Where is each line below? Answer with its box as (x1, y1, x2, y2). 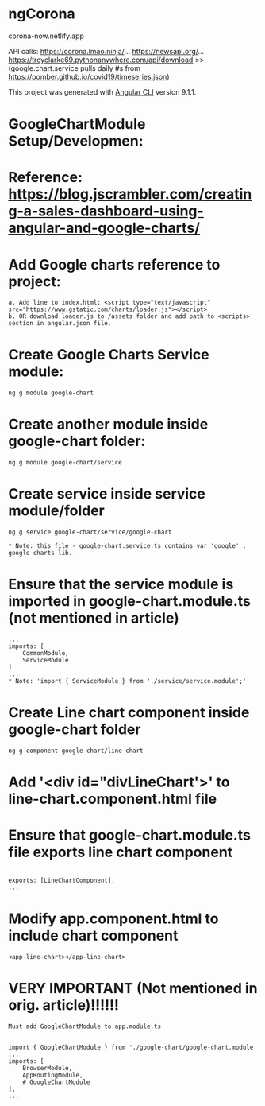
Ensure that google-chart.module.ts (8, 826, 252, 844)
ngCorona (8, 5, 75, 23)
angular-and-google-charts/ (8, 219, 201, 237)
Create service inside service (8, 485, 206, 503)
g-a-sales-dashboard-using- (8, 202, 204, 220)
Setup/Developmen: (8, 132, 144, 150)
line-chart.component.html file (8, 790, 217, 808)
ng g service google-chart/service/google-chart (8, 528, 172, 537)
